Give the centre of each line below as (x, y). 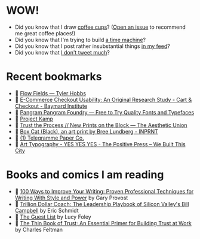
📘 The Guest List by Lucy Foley (53, 217)
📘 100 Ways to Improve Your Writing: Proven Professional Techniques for (104, 191)
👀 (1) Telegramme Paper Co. (50, 138)
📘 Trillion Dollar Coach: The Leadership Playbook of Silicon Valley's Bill (102, 204)
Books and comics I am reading (85, 175)
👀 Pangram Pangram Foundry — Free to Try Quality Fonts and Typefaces (104, 112)
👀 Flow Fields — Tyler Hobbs (50, 93)
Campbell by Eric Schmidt (47, 210)
